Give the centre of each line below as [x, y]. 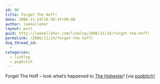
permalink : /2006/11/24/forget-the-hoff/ [49, 38]
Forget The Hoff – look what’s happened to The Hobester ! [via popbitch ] [80, 76]
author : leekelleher [27, 24]
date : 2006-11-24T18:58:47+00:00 [40, 19]
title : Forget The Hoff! [31, 15]
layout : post [19, 29]
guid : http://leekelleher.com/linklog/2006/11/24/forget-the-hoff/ [78, 33]
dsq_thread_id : [21, 43]
